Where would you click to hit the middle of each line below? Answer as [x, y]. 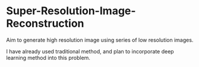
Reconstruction [45, 23]
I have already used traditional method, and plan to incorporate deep [90, 51]
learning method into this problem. [48, 58]
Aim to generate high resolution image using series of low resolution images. [100, 40]
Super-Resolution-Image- [71, 11]
